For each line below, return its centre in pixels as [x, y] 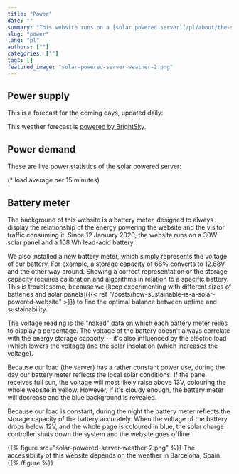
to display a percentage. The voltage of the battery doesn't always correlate [119, 331]
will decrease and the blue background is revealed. [82, 398]
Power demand [42, 149]
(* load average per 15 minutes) [53, 180]
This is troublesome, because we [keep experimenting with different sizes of [119, 287]
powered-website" [34, 302]
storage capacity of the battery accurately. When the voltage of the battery [117, 419]
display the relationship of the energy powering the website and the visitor [116, 227]
